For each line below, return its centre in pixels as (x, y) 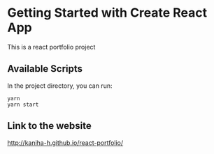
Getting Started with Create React (107, 13)
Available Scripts (45, 69)
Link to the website (50, 126)
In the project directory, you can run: (60, 86)
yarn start (23, 105)
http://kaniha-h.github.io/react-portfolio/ (65, 143)
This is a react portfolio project (51, 47)
